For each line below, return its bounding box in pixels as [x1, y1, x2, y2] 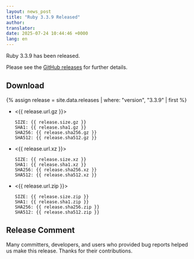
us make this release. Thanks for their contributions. [6, 247, 133, 254]
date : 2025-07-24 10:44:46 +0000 [6, 31, 88, 37]
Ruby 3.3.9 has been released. [6, 53, 80, 59]
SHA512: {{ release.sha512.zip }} [14, 209, 100, 215]
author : [6, 19, 25, 25]
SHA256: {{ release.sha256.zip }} [14, 204, 100, 210]
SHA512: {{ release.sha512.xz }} [14, 172, 97, 178]
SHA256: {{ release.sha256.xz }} [14, 166, 97, 173]
